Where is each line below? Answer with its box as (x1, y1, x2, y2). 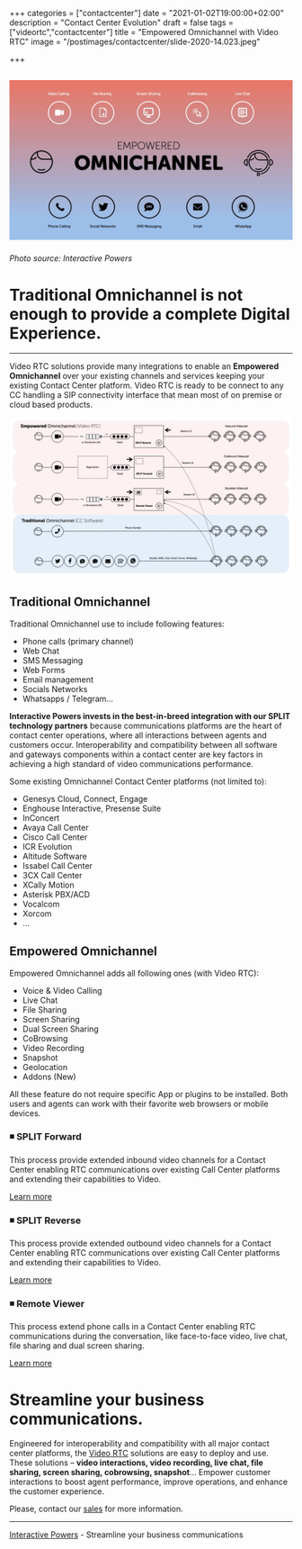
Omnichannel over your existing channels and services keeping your (9, 371, 265, 382)
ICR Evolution (22, 841, 73, 851)
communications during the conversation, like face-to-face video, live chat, (9, 1331, 289, 1342)
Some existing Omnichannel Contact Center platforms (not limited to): (9, 776, 267, 787)
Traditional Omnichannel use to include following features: (9, 618, 225, 629)
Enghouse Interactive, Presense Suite (22, 803, 162, 814)
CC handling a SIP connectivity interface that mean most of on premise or (9, 390, 283, 401)
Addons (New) (22, 1071, 76, 1082)
